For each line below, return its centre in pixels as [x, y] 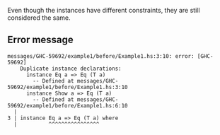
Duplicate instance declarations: [71, 69]
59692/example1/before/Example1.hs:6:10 [68, 105]
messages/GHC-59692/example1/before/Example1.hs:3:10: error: [101, 56]
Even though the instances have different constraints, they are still [104, 10]
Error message [41, 40]
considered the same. [39, 18]
